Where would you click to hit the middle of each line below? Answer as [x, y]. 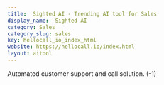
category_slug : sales [39, 34]
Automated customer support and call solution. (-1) [82, 73]
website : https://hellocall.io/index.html [71, 47]
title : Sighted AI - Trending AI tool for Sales [82, 14]
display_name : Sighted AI [47, 21]
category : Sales [31, 27]
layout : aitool [30, 54]
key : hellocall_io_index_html [52, 40]
